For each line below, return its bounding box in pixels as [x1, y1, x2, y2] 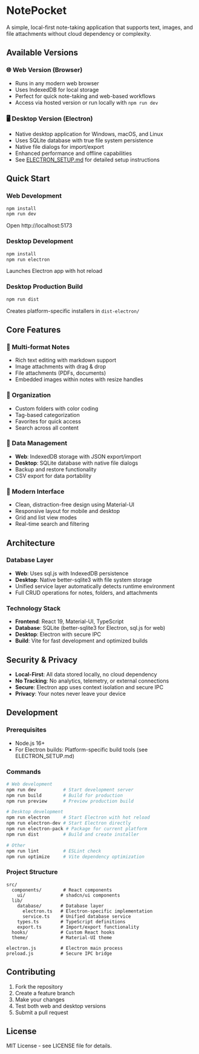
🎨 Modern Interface [6, 487, 65, 496]
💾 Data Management [6, 439, 68, 448]
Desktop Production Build [6, 283, 83, 291]
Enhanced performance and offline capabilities [15, 149, 132, 157]
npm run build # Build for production [6, 792, 123, 799]
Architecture [6, 538, 56, 548]
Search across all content [15, 424, 79, 431]
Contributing [6, 967, 56, 977]
